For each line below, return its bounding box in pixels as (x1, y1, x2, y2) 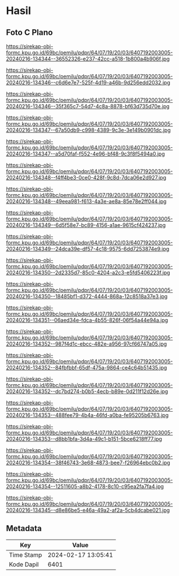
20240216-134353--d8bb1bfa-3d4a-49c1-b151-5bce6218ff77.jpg (6, 436, 162, 442)
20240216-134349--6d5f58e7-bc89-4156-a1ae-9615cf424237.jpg (6, 222, 166, 229)
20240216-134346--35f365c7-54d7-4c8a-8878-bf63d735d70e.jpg (6, 103, 170, 109)
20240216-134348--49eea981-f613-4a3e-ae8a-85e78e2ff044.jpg (6, 198, 167, 205)
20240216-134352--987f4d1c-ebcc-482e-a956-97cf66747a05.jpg (6, 340, 167, 347)
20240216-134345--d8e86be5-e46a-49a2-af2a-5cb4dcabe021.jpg (6, 507, 170, 513)
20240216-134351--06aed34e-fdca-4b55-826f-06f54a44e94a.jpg (6, 317, 169, 323)
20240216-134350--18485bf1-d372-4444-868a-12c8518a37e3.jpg (6, 293, 168, 299)
